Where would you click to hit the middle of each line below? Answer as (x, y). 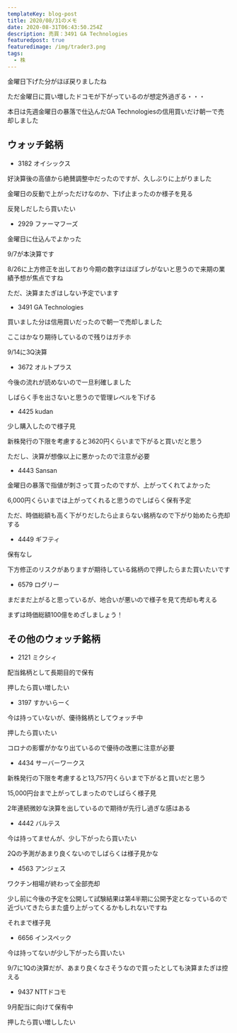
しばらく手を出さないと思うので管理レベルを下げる (82, 397)
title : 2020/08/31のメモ (42, 21)
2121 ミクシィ (37, 657)
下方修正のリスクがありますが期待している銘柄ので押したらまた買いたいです (119, 569)
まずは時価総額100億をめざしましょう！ (65, 614)
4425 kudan (35, 411)
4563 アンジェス (41, 869)
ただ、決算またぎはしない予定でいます (63, 293)
